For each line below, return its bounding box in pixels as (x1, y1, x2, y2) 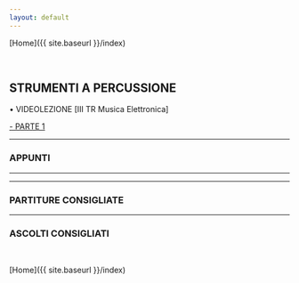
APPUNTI (9, 152, 51, 165)
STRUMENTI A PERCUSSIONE (9, 81, 177, 96)
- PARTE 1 (9, 121, 46, 132)
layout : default (9, 12, 69, 22)
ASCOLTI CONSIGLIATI (9, 227, 109, 239)
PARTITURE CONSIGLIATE (9, 193, 125, 206)
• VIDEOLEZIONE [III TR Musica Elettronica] (9, 104, 169, 115)
